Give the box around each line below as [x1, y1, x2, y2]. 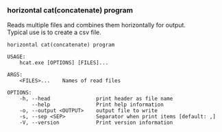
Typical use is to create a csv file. [7, 28, 101, 36]
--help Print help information [32, 101, 164, 108]
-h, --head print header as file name [19, 95, 173, 103]
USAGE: [7, 53, 26, 60]
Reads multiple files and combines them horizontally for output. [7, 21, 186, 29]
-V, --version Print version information [19, 119, 173, 127]
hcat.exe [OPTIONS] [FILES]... [19, 60, 109, 66]
